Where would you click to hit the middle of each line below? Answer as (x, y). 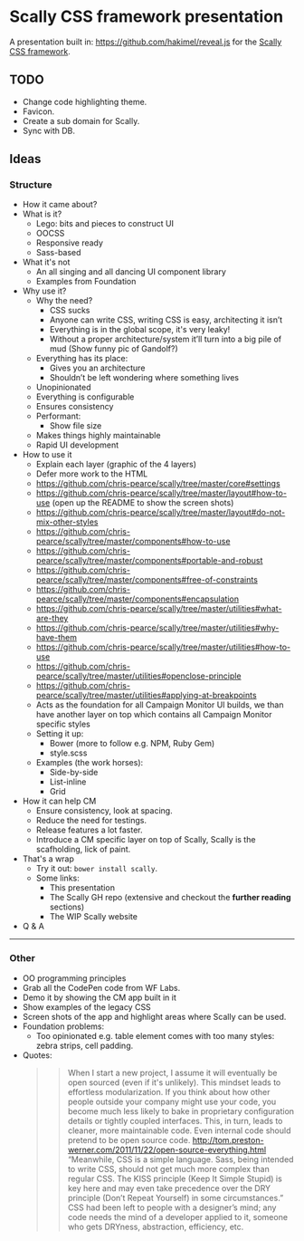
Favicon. (38, 111)
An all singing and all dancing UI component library (131, 272)
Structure (31, 185)
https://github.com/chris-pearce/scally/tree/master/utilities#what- (159, 609)
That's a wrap (48, 859)
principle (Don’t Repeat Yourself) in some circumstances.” (176, 1198)
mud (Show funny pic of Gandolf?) (114, 349)
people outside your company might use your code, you (172, 1102)
